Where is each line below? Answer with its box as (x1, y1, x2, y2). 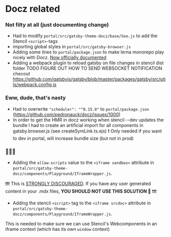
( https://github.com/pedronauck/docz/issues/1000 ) (12, 111, 121, 117)
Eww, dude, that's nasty (5, 94, 66, 101)
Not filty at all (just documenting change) (5, 21, 109, 29)
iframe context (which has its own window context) (5, 226, 110, 232)
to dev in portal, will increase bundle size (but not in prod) (12, 135, 134, 141)
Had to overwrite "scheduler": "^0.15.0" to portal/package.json (12, 106, 149, 112)
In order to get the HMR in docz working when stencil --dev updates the (12, 117, 164, 123)
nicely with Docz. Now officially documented (12, 55, 107, 61)
